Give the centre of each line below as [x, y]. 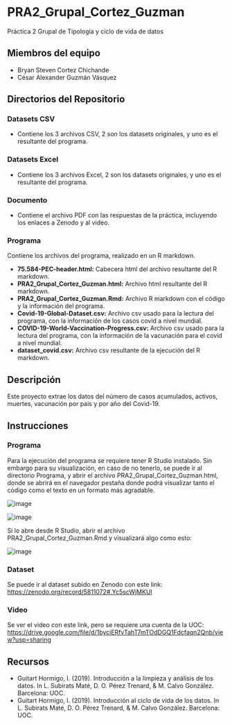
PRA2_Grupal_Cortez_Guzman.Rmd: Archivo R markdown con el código [121, 299]
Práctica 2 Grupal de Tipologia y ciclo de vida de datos [86, 31]
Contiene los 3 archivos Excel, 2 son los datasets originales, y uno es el [119, 174]
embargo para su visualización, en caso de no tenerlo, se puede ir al [105, 468]
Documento [27, 200]
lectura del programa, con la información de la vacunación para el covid [120, 336]
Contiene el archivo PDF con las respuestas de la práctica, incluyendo [117, 215]
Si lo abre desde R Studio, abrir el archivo [66, 530]
